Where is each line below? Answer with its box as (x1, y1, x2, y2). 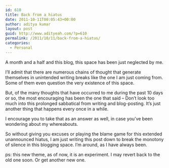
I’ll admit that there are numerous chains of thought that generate (5, 69, 141, 75)
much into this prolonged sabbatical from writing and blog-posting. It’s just (5, 100, 161, 107)
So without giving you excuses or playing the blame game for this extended (5, 130, 162, 137)
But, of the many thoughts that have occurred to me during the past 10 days (5, 89, 163, 95)
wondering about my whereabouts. (5, 121, 78, 127)
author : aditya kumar (5, 21, 51, 27)
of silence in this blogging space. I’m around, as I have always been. (5, 142, 148, 148)
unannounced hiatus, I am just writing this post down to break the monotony (5, 136, 164, 142)
